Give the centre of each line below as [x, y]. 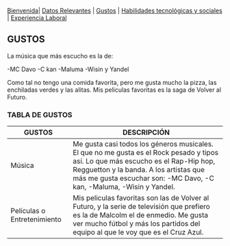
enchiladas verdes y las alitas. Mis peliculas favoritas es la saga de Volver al [114, 90]
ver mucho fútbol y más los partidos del [137, 224]
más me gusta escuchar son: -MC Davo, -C [143, 178]
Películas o [28, 211]
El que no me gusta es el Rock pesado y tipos [146, 153]
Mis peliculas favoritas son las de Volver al [141, 198]
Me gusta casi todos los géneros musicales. [143, 144]
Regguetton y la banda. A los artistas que [139, 170]
